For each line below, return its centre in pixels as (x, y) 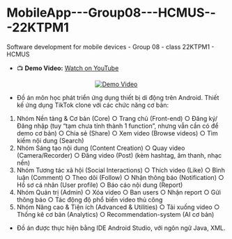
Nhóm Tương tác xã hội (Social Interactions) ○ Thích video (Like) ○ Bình (121, 170)
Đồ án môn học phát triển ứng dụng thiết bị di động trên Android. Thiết (118, 97)
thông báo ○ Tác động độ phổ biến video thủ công (90, 199)
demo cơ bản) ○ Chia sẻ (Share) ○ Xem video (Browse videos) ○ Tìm (117, 133)
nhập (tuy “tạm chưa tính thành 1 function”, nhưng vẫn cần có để (126, 126)
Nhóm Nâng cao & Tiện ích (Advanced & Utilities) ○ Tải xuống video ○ (118, 207)
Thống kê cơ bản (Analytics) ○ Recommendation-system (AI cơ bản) (115, 214)
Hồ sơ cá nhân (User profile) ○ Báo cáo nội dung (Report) (100, 185)
